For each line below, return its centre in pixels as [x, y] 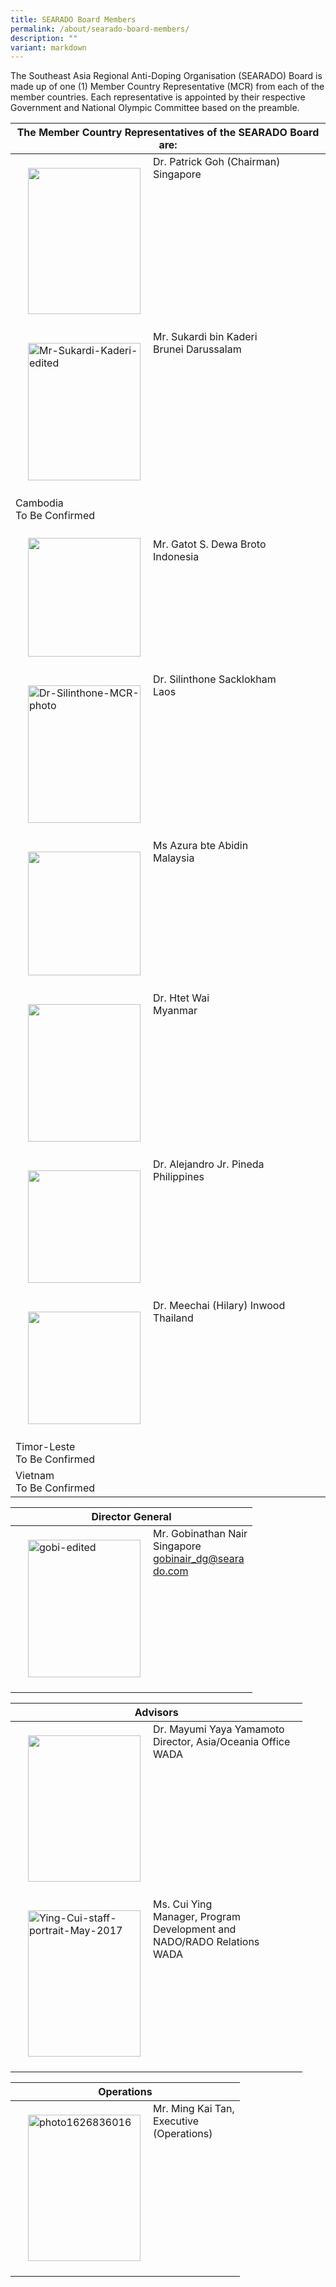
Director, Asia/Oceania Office [222, 1742]
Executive [176, 2121]
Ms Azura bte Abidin [201, 846]
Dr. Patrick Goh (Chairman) [217, 162]
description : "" [44, 38]
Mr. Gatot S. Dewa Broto [210, 544]
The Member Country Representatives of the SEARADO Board [168, 133]
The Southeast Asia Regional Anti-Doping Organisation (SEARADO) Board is [166, 76]
